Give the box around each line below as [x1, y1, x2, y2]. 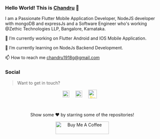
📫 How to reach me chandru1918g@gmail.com [5, 55, 100, 61]
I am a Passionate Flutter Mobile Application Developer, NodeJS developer [5, 16, 155, 22]
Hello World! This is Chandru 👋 [5, 4, 79, 11]
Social [5, 69, 21, 75]
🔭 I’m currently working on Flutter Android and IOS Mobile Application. [5, 35, 147, 41]
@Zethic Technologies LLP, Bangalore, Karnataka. [5, 26, 106, 32]
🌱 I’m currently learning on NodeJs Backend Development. [5, 45, 123, 51]
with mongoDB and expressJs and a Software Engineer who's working [5, 21, 147, 26]
